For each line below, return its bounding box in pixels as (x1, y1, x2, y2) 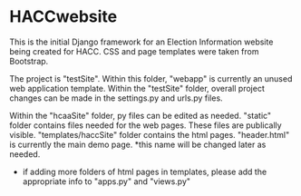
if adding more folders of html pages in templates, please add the (22, 166, 267, 177)
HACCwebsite (9, 6, 118, 27)
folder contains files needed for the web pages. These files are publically (9, 120, 283, 131)
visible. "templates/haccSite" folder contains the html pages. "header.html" (9, 129, 290, 140)
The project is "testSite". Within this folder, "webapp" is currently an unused (9, 73, 293, 83)
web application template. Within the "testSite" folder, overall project (9, 83, 265, 93)
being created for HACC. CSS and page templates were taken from (9, 45, 259, 56)
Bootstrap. (9, 55, 49, 66)
